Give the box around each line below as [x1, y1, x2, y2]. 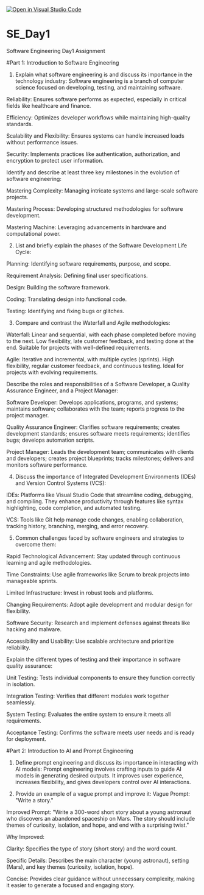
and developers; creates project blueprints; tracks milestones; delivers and [6, 455, 194, 462]
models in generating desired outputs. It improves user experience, [15, 771, 184, 779]
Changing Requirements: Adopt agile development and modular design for [6, 601, 193, 608]
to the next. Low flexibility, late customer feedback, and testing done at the [6, 337, 194, 344]
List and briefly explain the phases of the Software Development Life [15, 241, 188, 249]
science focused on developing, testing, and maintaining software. [15, 83, 183, 91]
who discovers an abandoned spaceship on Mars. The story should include [6, 815, 195, 822]
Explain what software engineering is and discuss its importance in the [15, 71, 193, 78]
